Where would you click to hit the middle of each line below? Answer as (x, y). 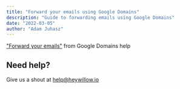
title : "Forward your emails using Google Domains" (73, 12)
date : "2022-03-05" (31, 23)
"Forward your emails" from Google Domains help (68, 46)
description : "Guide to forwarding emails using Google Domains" (90, 18)
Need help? (28, 65)
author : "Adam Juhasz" (35, 29)
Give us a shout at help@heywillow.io (53, 80)
